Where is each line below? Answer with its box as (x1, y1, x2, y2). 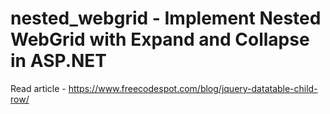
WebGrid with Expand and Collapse (10, 28, 310, 51)
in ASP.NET (10, 50, 108, 72)
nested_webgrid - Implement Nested (10, 7, 322, 30)
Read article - (10, 82, 67, 94)
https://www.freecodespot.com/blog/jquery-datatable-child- (68, 82, 318, 94)
